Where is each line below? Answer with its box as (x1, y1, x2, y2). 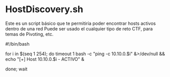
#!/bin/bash (5, 41, 30, 47)
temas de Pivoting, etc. (5, 31, 54, 37)
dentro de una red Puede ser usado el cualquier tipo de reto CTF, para (5, 25, 153, 31)
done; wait (5, 66, 28, 72)
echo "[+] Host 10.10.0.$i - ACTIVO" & (5, 56, 85, 62)
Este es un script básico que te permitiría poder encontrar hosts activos (5, 20, 156, 26)
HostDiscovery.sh (5, 4, 83, 15)
